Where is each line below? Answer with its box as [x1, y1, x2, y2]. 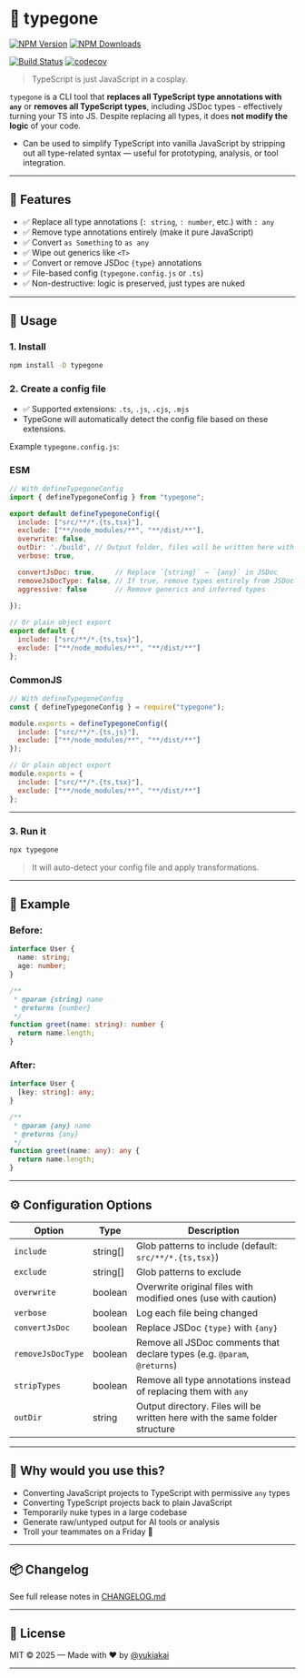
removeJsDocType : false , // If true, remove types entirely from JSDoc [17, 576, 295, 585]
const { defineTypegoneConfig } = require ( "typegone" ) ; [9, 703, 225, 712]
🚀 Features [9, 192, 72, 207]
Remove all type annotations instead [135, 1373, 291, 1386]
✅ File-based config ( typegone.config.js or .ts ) [22, 268, 204, 278]
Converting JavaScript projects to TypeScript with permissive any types [22, 1487, 290, 1498]
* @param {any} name [13, 1121, 92, 1130]
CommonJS [9, 673, 63, 686]
